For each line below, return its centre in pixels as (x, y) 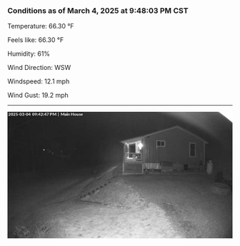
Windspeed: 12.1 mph (39, 81)
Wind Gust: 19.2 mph (38, 96)
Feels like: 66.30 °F (36, 40)
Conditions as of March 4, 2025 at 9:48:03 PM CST (98, 11)
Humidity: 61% (29, 54)
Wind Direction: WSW (39, 68)
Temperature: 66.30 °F (41, 26)
